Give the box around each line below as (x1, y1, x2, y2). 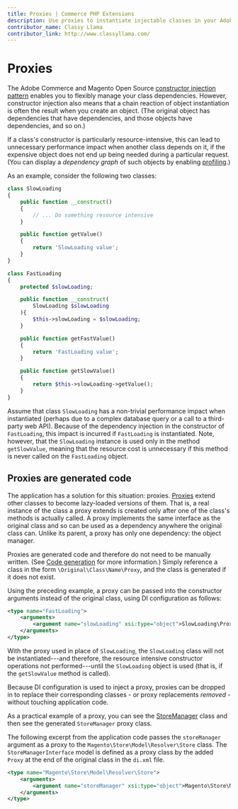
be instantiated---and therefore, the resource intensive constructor (7, 654, 203, 662)
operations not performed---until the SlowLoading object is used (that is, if (7, 661, 223, 670)
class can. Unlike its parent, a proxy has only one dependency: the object (7, 529, 222, 537)
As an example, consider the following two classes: (7, 171, 157, 180)
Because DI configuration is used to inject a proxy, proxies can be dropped (7, 682, 225, 691)
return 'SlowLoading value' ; (33, 244, 119, 251)
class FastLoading (7, 270, 62, 277)
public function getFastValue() (20, 335, 115, 342)
